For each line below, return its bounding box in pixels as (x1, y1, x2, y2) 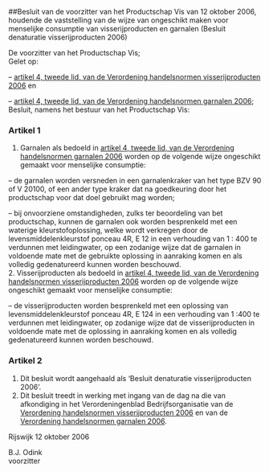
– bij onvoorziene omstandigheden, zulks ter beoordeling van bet (8, 208, 223, 218)
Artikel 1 (8, 125, 41, 136)
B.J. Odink (8, 447, 43, 457)
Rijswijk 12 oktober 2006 (8, 432, 90, 441)
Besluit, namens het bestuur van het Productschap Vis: (8, 105, 190, 114)
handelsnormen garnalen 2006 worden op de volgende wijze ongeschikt (19, 152, 261, 162)
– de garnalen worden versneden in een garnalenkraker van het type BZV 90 (8, 176, 262, 186)
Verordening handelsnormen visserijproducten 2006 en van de (19, 408, 229, 417)
